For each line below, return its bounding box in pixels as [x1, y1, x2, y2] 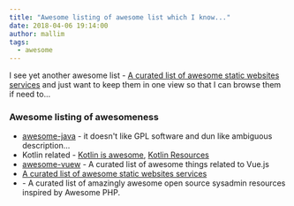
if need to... [9, 89, 51, 100]
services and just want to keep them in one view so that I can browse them [9, 80, 282, 90]
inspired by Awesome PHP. [21, 187, 121, 198]
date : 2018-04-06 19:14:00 [9, 21, 109, 30]
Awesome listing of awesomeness [9, 111, 159, 124]
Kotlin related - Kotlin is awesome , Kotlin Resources [21, 149, 209, 160]
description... [21, 141, 71, 151]
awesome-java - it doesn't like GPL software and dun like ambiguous [21, 131, 273, 141]
